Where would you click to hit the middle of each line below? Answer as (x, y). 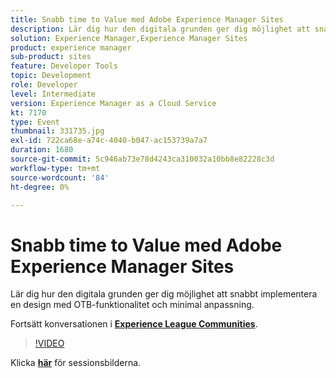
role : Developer (44, 85)
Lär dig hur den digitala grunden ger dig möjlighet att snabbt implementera (164, 294)
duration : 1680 (42, 150)
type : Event (35, 122)
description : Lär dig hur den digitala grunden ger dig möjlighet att (160, 29)
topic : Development (51, 76)
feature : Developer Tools (64, 66)
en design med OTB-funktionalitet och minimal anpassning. (132, 305)
